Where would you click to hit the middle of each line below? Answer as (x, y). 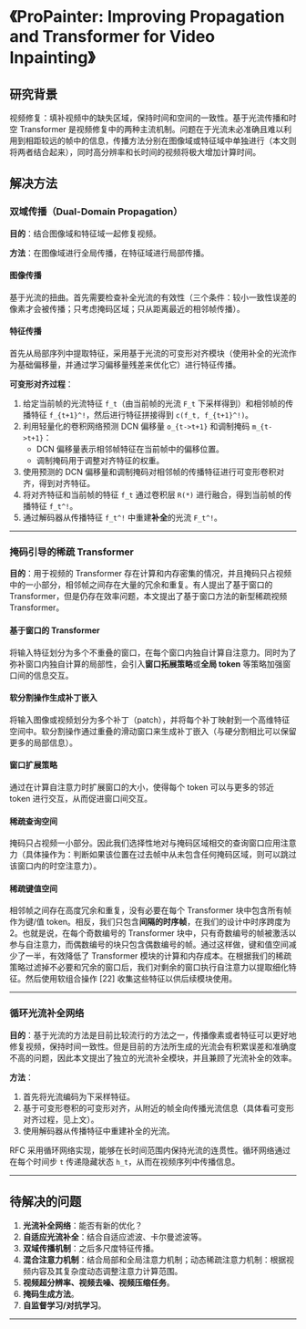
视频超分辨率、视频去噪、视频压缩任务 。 (98, 1282)
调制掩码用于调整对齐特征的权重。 (100, 461)
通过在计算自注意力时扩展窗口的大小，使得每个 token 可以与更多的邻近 (142, 787)
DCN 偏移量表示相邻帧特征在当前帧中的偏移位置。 (130, 449)
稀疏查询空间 (33, 821)
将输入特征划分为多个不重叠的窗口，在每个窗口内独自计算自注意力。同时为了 (153, 652)
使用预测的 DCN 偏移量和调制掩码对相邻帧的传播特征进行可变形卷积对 (153, 472)
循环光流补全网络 (47, 1013)
